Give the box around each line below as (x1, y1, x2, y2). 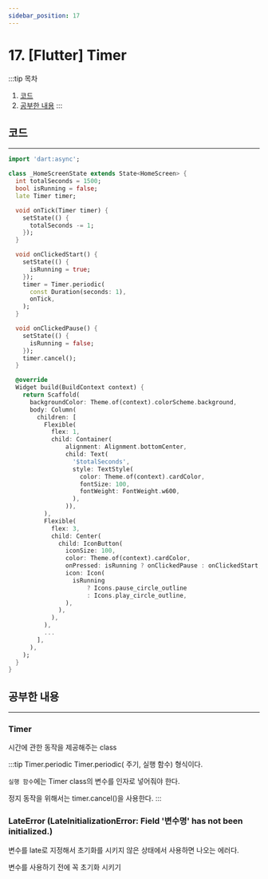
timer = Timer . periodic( (22, 280, 105, 288)
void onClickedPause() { (15, 324, 98, 332)
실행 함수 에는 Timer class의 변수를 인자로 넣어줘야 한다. (8, 777, 180, 786)
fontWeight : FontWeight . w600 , (79, 487, 180, 495)
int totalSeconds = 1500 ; (15, 177, 102, 185)
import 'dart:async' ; (8, 155, 81, 164)
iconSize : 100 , (65, 547, 116, 555)
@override (15, 376, 48, 384)
